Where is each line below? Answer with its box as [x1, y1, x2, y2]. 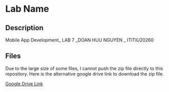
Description [5, 24, 44, 32]
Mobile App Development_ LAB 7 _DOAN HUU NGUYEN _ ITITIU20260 [5, 37, 154, 43]
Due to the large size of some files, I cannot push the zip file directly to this [5, 65, 163, 72]
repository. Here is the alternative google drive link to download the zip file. [5, 71, 164, 77]
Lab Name [5, 3, 50, 15]
